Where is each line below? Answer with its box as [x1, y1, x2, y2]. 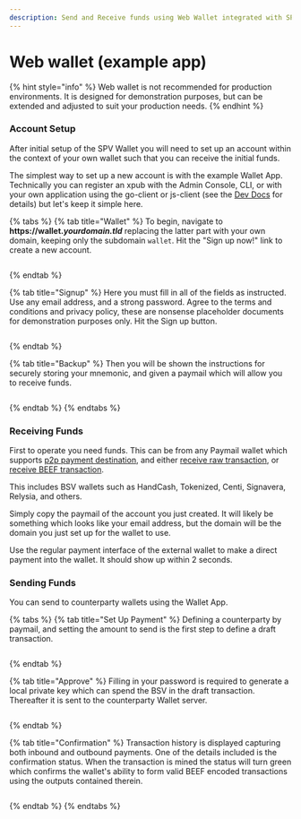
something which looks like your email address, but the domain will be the [9, 518, 282, 529]
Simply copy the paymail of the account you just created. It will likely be [9, 508, 274, 520]
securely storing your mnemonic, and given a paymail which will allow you [9, 367, 283, 378]
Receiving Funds [9, 425, 83, 437]
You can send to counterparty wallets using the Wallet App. [9, 597, 228, 608]
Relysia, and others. [9, 491, 82, 502]
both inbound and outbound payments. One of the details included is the [9, 747, 278, 758]
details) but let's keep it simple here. [9, 198, 143, 209]
